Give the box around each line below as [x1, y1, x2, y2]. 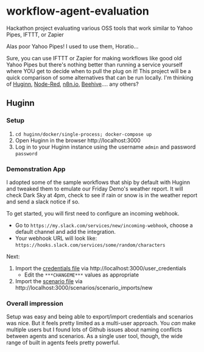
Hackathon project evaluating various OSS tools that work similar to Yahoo [6, 24, 193, 32]
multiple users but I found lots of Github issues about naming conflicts [6, 326, 183, 333]
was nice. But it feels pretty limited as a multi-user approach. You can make [6, 320, 196, 327]
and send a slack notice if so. [6, 198, 80, 205]
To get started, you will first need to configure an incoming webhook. [6, 209, 180, 217]
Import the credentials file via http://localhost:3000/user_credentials [15, 264, 187, 272]
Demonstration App [6, 164, 66, 173]
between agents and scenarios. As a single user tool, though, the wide [6, 333, 183, 340]
